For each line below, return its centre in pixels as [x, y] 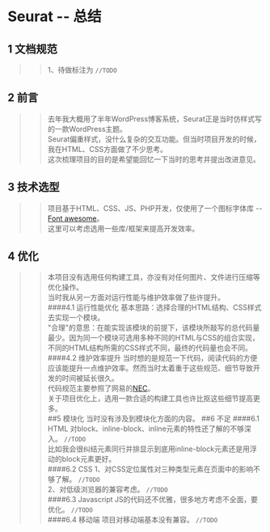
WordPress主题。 [98, 129]
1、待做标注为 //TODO [82, 70]
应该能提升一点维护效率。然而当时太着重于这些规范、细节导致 [150, 368]
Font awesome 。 [76, 218]
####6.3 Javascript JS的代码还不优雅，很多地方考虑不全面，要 [153, 500]
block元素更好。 [89, 459]
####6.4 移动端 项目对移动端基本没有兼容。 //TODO [133, 520]
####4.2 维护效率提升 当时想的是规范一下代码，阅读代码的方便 [152, 358]
